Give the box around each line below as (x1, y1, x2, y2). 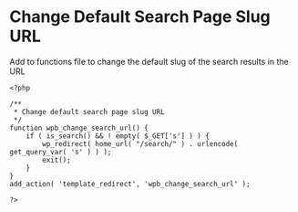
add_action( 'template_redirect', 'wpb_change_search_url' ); (9, 179, 251, 188)
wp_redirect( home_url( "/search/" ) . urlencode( (42, 139, 239, 148)
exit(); (42, 155, 71, 164)
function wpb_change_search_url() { (9, 123, 149, 132)
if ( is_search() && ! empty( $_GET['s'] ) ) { (26, 131, 210, 141)
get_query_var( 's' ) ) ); (9, 147, 112, 156)
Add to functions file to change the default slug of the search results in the (9, 56, 289, 67)
